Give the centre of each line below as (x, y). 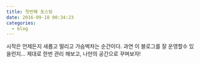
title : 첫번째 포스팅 (30, 12)
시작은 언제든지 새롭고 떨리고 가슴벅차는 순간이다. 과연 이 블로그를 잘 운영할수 (97, 46)
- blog (20, 28)
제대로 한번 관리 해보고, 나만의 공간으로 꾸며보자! (84, 54)
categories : (21, 23)
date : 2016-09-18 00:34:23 (40, 17)
